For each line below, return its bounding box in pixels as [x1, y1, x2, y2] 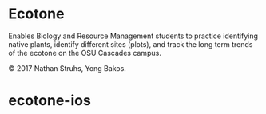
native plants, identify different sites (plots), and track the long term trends [8, 39, 253, 49]
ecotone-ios [8, 92, 92, 110]
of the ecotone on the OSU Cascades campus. [8, 48, 161, 57]
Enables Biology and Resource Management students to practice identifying [8, 31, 258, 41]
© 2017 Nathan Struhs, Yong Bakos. [8, 63, 126, 73]
